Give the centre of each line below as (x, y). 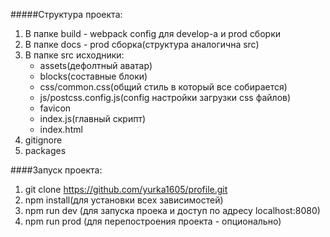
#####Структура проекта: (66, 14)
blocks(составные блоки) (93, 76)
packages (45, 150)
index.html (61, 129)
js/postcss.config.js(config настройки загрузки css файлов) (165, 97)
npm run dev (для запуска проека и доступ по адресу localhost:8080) (172, 210)
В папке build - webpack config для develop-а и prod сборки (153, 33)
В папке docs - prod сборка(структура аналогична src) (142, 44)
